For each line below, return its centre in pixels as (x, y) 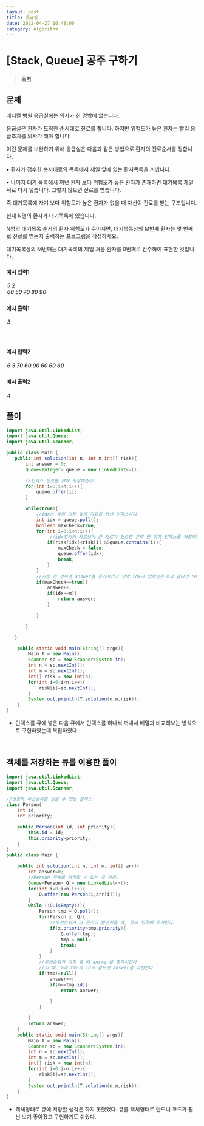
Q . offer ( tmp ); (78, 934)
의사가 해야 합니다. (49, 136)
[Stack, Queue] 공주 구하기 (72, 61)
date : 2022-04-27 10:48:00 (40, 23)
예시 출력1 (18, 308)
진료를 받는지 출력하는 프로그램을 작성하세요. (65, 236)
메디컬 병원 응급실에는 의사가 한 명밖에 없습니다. (63, 115)
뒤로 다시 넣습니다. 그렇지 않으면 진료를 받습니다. (64, 190)
